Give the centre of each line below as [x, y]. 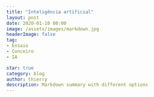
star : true [20, 68]
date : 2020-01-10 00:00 [37, 23]
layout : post [23, 18]
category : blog [26, 73]
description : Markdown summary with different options [77, 85]
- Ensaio [17, 46]
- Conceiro [20, 52]
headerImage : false [31, 35]
